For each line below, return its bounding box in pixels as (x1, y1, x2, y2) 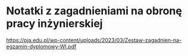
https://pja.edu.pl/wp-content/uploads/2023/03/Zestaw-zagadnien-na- (6, 36, 182, 43)
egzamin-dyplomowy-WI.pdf (6, 43, 77, 50)
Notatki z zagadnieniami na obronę (6, 4, 183, 18)
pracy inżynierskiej (6, 17, 103, 30)
